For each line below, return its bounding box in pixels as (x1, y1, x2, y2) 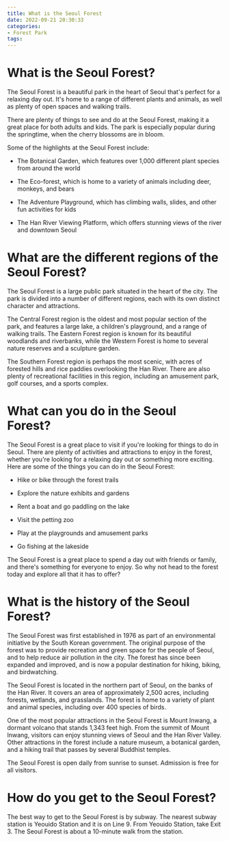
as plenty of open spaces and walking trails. (7, 102, 131, 110)
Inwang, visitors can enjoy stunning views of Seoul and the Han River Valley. (7, 731, 222, 739)
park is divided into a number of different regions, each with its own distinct (7, 294, 220, 303)
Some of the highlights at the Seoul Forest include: (7, 143, 149, 152)
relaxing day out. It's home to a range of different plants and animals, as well (7, 95, 222, 104)
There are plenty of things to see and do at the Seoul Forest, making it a (7, 116, 210, 124)
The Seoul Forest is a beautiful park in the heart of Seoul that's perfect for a (7, 88, 221, 96)
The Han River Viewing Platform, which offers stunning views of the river (16, 219, 222, 227)
